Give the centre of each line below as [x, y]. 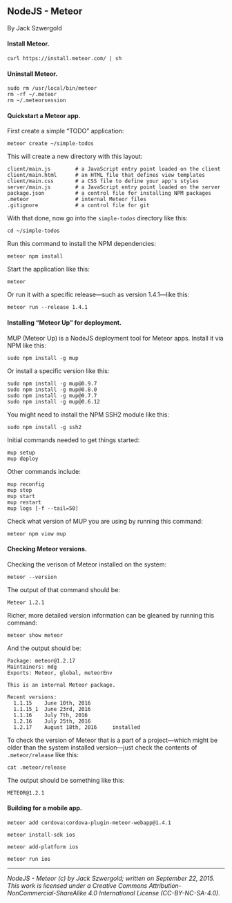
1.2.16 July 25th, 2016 [52, 721]
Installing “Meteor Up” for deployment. [65, 323]
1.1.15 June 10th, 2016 [52, 703]
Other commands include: [44, 471]
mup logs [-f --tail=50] [43, 508]
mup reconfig [26, 484]
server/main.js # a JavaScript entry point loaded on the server [114, 187]
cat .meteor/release [37, 767]
